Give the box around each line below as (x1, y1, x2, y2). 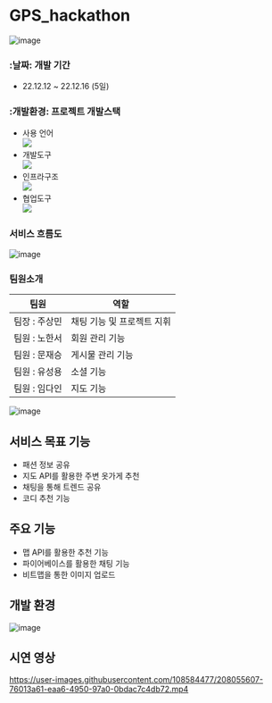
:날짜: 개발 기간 (9, 59, 70, 71)
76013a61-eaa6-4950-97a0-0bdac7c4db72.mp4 (9, 684, 189, 695)
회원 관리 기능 (70, 332, 126, 345)
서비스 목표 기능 (9, 434, 91, 449)
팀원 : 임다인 (13, 382, 62, 395)
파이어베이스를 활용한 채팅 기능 (21, 557, 130, 568)
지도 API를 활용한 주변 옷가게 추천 (21, 470, 140, 481)
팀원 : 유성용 (13, 365, 62, 378)
